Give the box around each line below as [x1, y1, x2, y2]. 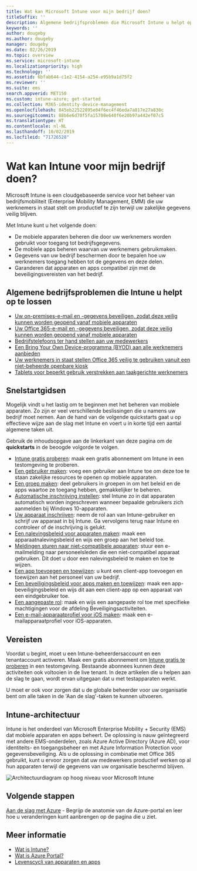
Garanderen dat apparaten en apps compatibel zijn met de [14, 264, 156, 271]
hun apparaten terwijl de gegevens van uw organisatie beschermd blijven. [6, 762, 185, 770]
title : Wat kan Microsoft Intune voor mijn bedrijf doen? [6, 8, 151, 15]
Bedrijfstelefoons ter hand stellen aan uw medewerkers [14, 337, 148, 344]
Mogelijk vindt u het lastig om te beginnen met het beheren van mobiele [6, 401, 180, 408]
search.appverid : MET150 [6, 91, 67, 96]
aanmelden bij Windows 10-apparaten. [14, 505, 108, 512]
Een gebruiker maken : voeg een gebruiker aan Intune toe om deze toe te [14, 468, 190, 475]
